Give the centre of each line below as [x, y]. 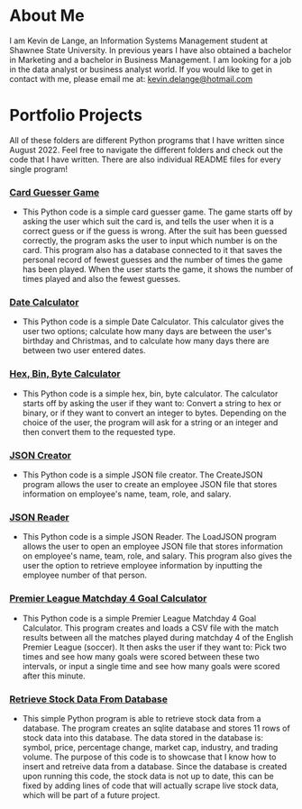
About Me [47, 16]
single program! [39, 168]
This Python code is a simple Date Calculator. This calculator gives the [153, 322]
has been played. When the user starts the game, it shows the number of [158, 269]
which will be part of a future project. [91, 795]
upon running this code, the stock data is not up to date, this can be [148, 776]
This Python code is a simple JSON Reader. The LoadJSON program [149, 537]
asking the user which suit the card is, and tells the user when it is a [148, 222]
